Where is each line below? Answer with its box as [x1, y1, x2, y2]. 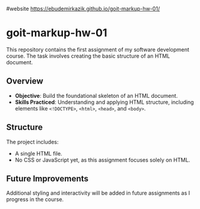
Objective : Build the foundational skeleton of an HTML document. [14, 92, 178, 99]
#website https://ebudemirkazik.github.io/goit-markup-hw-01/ [6, 5, 160, 12]
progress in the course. [6, 196, 64, 203]
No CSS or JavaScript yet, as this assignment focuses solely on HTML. [14, 156, 190, 163]
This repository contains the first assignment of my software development [6, 46, 190, 53]
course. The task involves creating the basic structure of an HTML [6, 52, 170, 59]
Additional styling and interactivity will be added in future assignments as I [6, 189, 190, 197]
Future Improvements [6, 174, 89, 184]
